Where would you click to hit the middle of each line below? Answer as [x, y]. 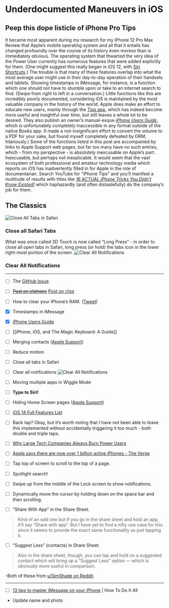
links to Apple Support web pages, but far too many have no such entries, [81, 147]
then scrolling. [27, 499]
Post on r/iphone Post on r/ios [43, 291]
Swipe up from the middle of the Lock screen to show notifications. [82, 484]
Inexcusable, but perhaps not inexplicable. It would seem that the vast [78, 158]
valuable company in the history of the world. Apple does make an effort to [83, 104]
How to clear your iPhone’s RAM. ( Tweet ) [55, 301]
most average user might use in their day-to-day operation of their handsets [84, 77]
